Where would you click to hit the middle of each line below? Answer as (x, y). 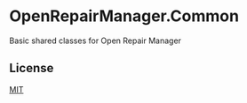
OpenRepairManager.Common (124, 16)
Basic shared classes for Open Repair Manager (96, 40)
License (32, 68)
